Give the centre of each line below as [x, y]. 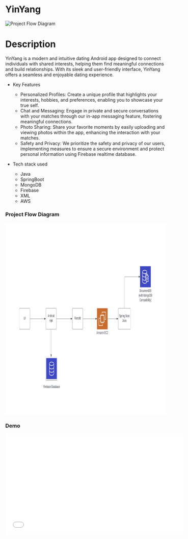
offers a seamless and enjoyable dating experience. [59, 75]
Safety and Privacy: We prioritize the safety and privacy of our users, [93, 143]
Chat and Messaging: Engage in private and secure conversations [89, 110]
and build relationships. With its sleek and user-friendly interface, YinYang [83, 69]
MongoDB [31, 184]
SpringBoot [32, 179]
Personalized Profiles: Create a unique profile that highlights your [89, 94]
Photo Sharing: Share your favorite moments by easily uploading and [92, 127]
